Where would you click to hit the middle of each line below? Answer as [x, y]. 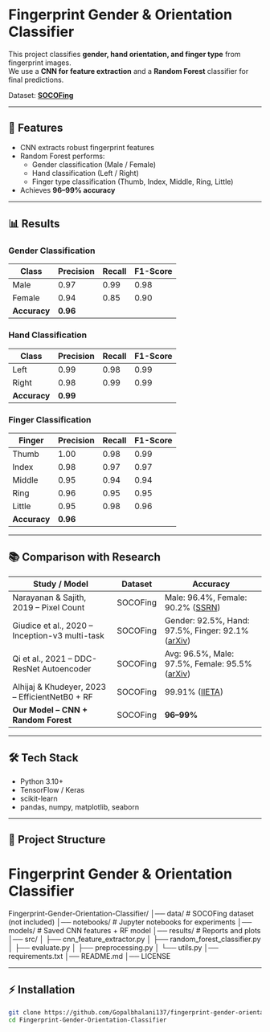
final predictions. [36, 80]
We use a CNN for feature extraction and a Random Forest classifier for [129, 71]
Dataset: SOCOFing [41, 95]
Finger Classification [50, 419]
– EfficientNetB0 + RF [53, 696]
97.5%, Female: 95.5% [208, 663]
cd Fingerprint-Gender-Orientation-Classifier [88, 1020]
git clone [25, 1012]
